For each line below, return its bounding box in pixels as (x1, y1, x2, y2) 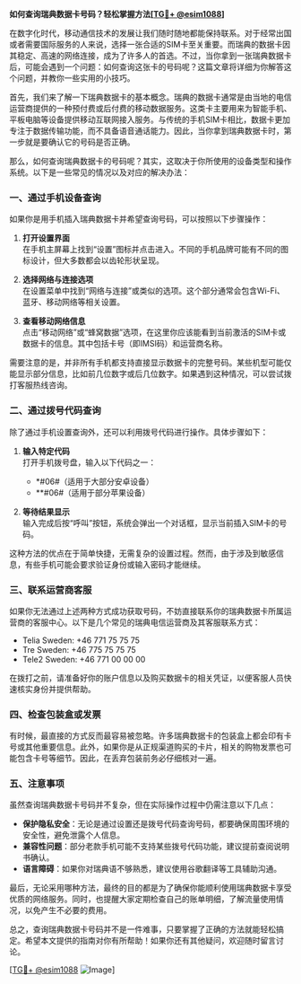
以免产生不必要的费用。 (24, 905, 112, 916)
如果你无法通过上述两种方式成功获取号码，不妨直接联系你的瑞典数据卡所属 (9, 605, 284, 616)
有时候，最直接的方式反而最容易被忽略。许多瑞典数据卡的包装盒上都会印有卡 (9, 731, 292, 742)
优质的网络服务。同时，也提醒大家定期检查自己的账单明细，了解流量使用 (9, 893, 276, 905)
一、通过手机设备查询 (9, 191, 101, 204)
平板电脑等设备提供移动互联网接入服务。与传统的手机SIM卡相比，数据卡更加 (9, 114, 291, 125)
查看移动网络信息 (21, 316, 86, 327)
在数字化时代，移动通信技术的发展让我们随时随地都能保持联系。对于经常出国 (9, 28, 292, 39)
